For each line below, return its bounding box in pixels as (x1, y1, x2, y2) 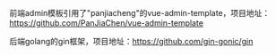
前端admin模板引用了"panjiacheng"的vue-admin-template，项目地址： (9, 8, 271, 18)
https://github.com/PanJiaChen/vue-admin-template (9, 18, 204, 28)
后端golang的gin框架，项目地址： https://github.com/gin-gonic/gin (9, 36, 254, 46)
